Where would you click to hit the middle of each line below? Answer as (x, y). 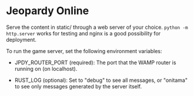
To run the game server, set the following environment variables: (84, 51)
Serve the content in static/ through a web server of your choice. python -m (97, 27)
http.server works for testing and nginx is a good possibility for (83, 33)
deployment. (21, 39)
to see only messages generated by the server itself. (78, 86)
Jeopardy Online (48, 11)
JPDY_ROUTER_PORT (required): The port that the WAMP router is (95, 62)
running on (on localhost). (46, 68)
